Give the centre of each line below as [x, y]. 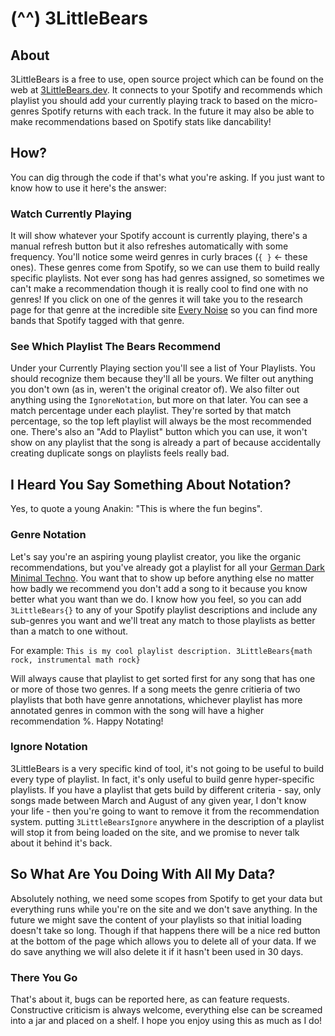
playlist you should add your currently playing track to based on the [149, 100]
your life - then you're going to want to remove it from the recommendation [165, 811]
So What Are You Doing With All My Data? [143, 874]
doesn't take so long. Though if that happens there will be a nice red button [165, 930]
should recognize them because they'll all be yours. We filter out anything [162, 379]
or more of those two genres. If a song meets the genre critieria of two [155, 689]
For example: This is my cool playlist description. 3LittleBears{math [161, 650]
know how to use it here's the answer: [88, 188]
